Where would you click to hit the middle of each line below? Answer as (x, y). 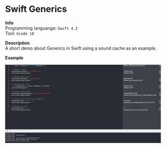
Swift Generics (36, 9)
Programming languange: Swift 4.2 (41, 28)
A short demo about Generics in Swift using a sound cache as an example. (81, 48)
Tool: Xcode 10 (20, 33)
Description (18, 43)
